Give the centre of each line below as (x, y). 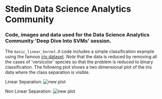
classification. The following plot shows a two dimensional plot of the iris (79, 67)
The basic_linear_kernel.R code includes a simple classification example (80, 51)
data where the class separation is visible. (47, 73)
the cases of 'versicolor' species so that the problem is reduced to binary (79, 62)
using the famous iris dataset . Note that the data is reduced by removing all (81, 57)
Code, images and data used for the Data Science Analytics (77, 35)
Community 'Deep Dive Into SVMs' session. (58, 41)
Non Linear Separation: (28, 91)
